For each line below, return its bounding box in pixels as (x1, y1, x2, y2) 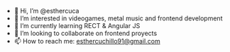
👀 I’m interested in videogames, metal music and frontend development (13, 14, 223, 22)
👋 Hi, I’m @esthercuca (13, 7, 80, 15)
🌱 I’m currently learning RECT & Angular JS (13, 22, 141, 30)
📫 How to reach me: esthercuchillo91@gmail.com (13, 37, 161, 45)
